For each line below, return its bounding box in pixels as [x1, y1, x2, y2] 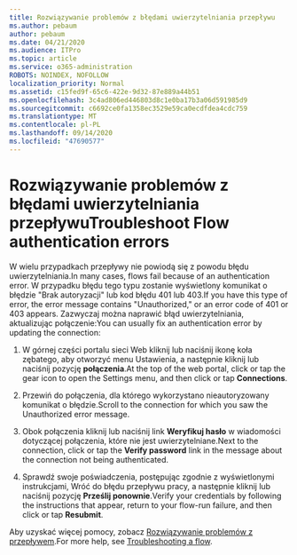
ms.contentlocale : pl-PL [9, 121, 101, 130]
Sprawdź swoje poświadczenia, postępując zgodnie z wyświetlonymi [21, 472, 275, 482]
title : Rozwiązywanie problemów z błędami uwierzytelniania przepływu [9, 12, 276, 22]
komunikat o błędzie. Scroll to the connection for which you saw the [21, 399, 269, 409]
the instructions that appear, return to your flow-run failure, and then [21, 499, 273, 511]
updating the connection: [9, 327, 101, 337]
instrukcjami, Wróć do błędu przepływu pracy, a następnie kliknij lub [21, 480, 271, 491]
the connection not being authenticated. [21, 454, 169, 464]
